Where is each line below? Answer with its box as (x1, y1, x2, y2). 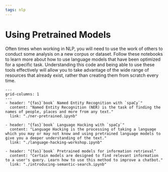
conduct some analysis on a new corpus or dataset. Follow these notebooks (5, 51, 163, 57)
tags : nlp (5, 7, 26, 13)
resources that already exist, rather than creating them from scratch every (5, 72, 159, 78)
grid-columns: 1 (5, 91, 39, 97)
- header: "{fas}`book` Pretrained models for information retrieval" (5, 148, 156, 153)
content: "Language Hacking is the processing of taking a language (10, 126, 156, 132)
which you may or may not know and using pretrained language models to (5, 131, 161, 136)
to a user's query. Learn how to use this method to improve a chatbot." (5, 157, 163, 162)
